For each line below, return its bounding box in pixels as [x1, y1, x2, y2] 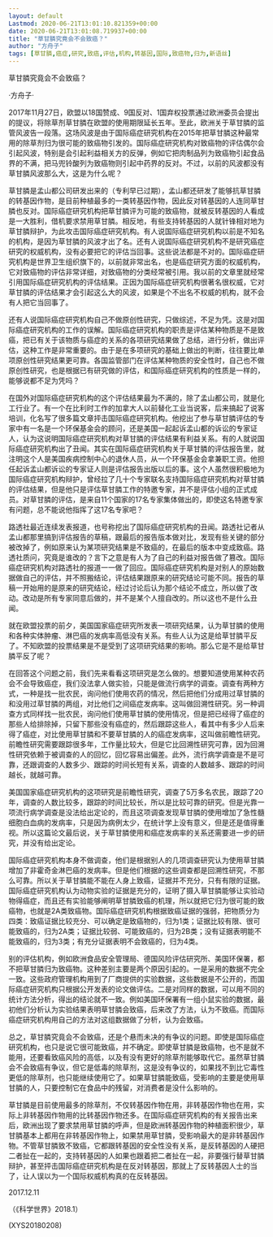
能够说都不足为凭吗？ [8, 375, 80, 385]
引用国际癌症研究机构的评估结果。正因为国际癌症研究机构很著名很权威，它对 [8, 277, 265, 287]
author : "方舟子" [8, 42, 63, 50]
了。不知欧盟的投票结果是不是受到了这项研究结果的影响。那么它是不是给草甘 [8, 641, 265, 650]
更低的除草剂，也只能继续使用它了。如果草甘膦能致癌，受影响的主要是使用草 [8, 1073, 265, 1082]
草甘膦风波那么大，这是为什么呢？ [8, 168, 123, 178]
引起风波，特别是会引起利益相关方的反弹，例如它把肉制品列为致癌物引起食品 [8, 148, 265, 158]
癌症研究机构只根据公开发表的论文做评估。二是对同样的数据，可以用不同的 [15, 984, 265, 994]
